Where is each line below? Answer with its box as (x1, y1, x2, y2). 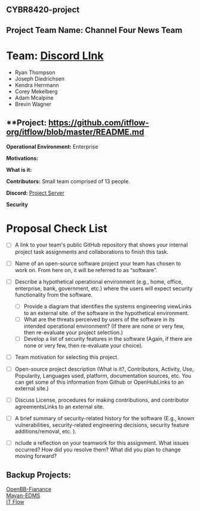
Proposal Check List (6, 221, 107, 235)
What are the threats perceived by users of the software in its (23, 316, 175, 323)
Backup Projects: (6, 470, 72, 480)
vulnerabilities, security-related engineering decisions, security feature (14, 421, 189, 429)
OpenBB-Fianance (6, 485, 52, 492)
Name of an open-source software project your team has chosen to (14, 260, 181, 267)
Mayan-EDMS (6, 492, 41, 499)
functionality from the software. (14, 291, 93, 298)
